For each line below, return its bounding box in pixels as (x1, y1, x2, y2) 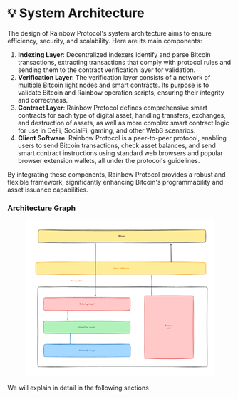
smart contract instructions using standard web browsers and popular (17, 148, 223, 157)
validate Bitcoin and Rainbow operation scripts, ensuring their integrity (17, 88, 224, 97)
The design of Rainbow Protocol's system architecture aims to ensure (7, 28, 212, 37)
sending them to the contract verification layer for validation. (17, 66, 196, 74)
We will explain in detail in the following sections (7, 383, 150, 392)
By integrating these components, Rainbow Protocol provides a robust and (7, 170, 226, 179)
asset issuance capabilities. (7, 185, 88, 194)
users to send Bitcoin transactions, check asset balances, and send (17, 141, 216, 150)
